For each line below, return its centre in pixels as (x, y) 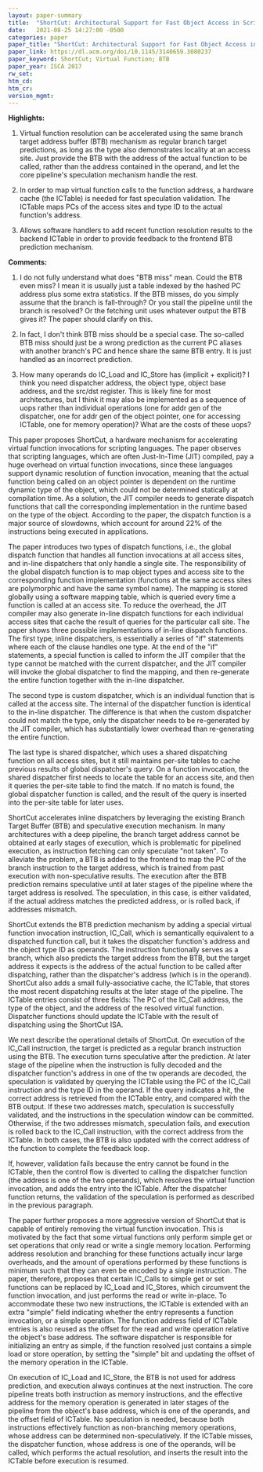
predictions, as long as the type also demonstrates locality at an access (135, 150)
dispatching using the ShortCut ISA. (66, 1025)
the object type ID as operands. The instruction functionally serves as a (123, 950)
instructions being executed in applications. (78, 531)
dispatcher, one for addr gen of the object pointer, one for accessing (130, 416)
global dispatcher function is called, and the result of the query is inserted (127, 794)
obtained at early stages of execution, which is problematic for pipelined (124, 843)
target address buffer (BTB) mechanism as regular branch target (123, 141)
